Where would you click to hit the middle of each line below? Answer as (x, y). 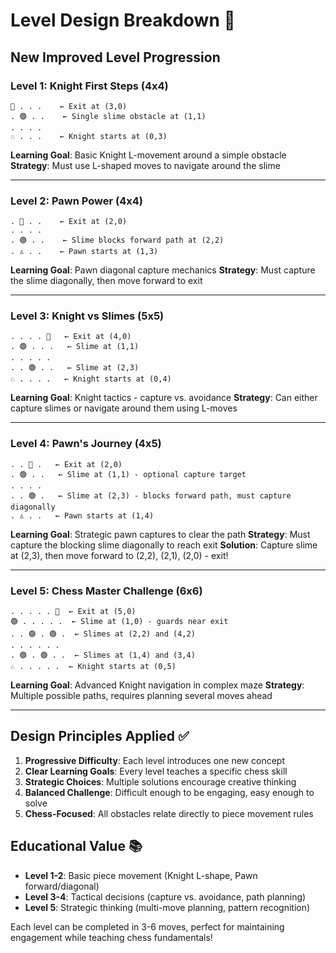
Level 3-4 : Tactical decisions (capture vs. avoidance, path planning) (165, 896)
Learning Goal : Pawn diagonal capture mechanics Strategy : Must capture (163, 270)
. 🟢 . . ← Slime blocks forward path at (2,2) (117, 240)
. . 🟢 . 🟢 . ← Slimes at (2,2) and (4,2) (103, 634)
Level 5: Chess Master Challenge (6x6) (106, 591)
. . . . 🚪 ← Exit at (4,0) (71, 337)
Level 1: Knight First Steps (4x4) (89, 86)
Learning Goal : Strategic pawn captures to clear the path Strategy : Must (160, 534)
